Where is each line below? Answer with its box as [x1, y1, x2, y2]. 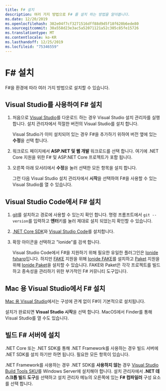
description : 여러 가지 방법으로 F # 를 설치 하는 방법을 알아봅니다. [5, 12, 130, 17]
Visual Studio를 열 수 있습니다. [12, 182, 73, 188]
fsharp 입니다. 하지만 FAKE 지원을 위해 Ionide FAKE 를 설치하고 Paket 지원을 [12, 256, 160, 262]
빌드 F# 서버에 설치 [5, 331, 61, 339]
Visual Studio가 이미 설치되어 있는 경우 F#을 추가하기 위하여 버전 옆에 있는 [12, 131, 158, 137]
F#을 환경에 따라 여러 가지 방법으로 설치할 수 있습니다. [5, 84, 110, 90]
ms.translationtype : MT [5, 30, 55, 35]
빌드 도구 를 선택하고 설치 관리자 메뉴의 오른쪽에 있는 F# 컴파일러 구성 [18, 374, 152, 380]
